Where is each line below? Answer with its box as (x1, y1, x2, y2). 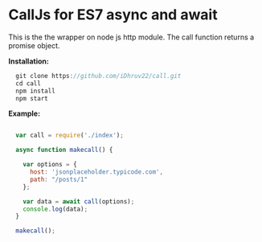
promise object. (8, 40, 60, 50)
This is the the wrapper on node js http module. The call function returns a (8, 32, 255, 42)
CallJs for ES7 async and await (8, 6, 219, 24)
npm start (15, 94, 48, 102)
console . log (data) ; (23, 205, 88, 213)
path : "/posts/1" (29, 175, 88, 183)
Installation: (8, 56, 50, 66)
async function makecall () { (15, 146, 113, 154)
